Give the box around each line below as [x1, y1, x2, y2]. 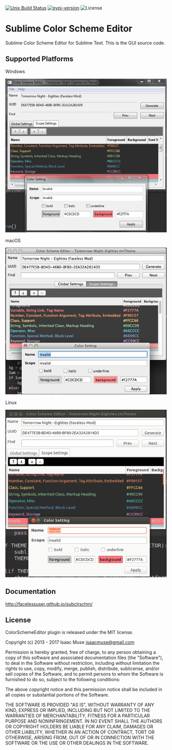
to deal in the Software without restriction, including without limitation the [5, 660, 160, 666]
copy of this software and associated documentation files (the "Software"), [5, 655, 164, 661]
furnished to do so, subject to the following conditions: [5, 677, 120, 683]
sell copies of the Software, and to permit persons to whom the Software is [5, 671, 164, 677]
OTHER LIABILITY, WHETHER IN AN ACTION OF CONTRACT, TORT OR [5, 729, 155, 735]
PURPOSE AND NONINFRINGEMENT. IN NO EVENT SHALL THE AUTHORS [5, 718, 163, 724]
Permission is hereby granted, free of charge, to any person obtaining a [5, 649, 156, 656]
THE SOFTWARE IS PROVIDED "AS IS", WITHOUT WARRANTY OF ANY [5, 702, 155, 708]
